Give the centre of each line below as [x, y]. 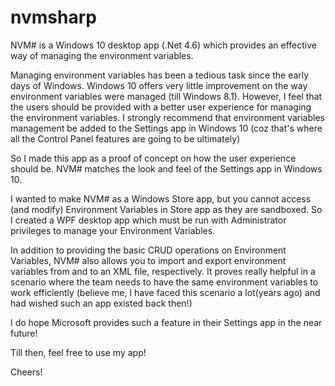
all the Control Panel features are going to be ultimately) [125, 138]
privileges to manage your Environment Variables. [113, 230]
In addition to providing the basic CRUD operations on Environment [148, 250]
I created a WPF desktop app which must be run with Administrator [148, 220]
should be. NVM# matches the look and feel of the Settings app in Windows [166, 168]
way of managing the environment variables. [102, 55]
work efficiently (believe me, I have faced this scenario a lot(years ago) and [165, 292]
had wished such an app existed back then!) [101, 303]
